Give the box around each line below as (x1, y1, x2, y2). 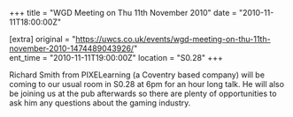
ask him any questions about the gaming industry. (9, 98, 191, 108)
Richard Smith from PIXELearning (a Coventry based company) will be (9, 69, 266, 80)
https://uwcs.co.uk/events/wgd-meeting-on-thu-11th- (74, 34, 272, 44)
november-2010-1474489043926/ (9, 43, 135, 54)
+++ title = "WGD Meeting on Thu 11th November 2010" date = (9, 8, 237, 18)
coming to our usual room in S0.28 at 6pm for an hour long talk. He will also (9, 79, 285, 89)
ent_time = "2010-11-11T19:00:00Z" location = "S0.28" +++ (9, 53, 224, 62)
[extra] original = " (9, 34, 76, 44)
